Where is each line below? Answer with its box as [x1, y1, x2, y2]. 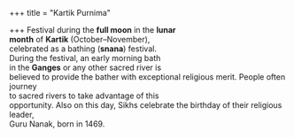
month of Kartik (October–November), [9, 34, 151, 44]
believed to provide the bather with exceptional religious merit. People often [9, 72, 286, 82]
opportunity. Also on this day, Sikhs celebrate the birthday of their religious [9, 100, 282, 110]
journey [9, 81, 37, 91]
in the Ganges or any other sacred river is [9, 62, 162, 73]
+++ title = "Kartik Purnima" [9, 8, 111, 18]
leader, [9, 110, 35, 119]
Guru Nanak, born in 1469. [9, 119, 105, 129]
